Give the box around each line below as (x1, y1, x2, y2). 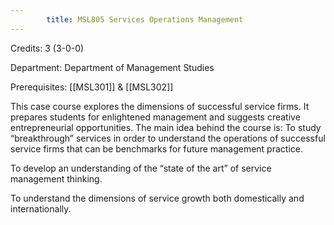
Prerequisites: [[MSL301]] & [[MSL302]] (10, 81, 174, 93)
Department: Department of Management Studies (10, 61, 215, 73)
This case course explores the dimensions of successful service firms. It (10, 100, 310, 112)
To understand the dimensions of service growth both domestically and (10, 192, 305, 204)
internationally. (10, 202, 72, 215)
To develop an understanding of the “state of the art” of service (10, 162, 272, 174)
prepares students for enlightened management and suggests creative (10, 111, 301, 123)
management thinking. (10, 172, 103, 185)
